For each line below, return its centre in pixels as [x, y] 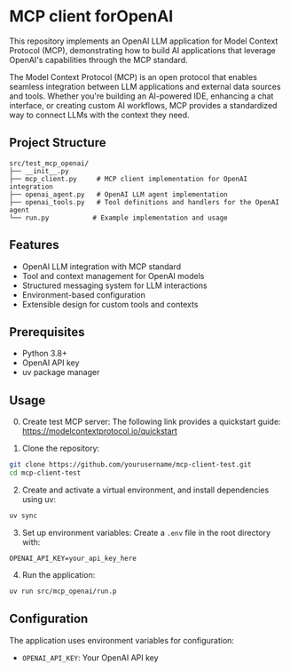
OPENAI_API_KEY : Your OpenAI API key [90, 657]
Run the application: [59, 574]
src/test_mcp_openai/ [49, 163]
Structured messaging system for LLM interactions [114, 285]
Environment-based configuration [84, 294]
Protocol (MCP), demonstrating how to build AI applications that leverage [143, 50]
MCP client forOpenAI [91, 16]
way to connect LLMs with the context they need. [99, 115]
